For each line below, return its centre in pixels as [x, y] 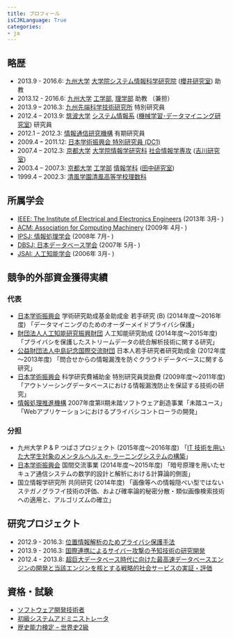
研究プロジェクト [44, 524]
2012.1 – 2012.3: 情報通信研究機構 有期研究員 [81, 134]
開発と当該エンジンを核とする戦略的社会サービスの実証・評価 [124, 568]
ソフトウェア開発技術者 [51, 610]
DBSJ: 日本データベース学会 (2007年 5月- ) [79, 245]
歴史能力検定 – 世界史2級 [53, 628]
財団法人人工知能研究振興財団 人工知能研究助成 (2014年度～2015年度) [117, 333]
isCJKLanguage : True [37, 20]
